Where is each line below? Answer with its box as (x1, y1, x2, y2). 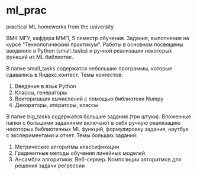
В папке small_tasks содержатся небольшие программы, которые (6, 64, 173, 72)
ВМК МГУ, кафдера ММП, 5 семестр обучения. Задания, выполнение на (6, 34, 189, 41)
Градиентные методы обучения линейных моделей (14, 149, 146, 157)
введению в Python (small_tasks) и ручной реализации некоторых (6, 47, 173, 54)
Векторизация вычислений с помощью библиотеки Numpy (14, 95, 164, 102)
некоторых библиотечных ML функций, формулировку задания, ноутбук (6, 125, 189, 132)
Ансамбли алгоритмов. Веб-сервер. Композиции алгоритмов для (14, 155, 182, 163)
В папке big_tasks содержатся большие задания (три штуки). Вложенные (6, 113, 192, 120)
